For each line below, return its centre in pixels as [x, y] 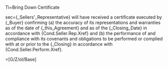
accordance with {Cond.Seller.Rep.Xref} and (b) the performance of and [80, 33]
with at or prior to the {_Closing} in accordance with [59, 44]
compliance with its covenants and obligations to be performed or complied [84, 39]
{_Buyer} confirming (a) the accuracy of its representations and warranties [83, 23]
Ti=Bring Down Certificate [32, 7]
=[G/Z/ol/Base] [21, 59]
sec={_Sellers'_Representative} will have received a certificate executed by [84, 17]
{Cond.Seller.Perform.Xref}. [34, 49]
